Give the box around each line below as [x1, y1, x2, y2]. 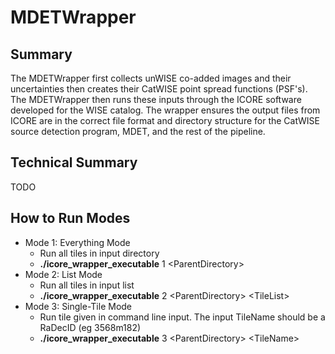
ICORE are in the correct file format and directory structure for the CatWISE [10, 115, 320, 126]
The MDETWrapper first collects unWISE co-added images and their [10, 72, 292, 84]
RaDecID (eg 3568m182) [39, 321, 142, 333]
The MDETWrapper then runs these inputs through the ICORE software [10, 94, 302, 105]
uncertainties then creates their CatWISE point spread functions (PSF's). [10, 83, 308, 95]
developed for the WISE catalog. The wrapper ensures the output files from [10, 104, 321, 116]
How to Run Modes [10, 210, 131, 227]
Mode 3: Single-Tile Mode [24, 300, 133, 312]
